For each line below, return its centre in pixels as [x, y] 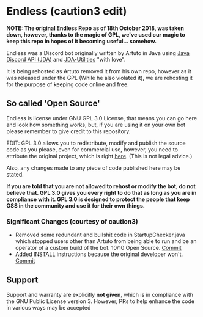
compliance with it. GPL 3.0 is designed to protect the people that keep [98, 199]
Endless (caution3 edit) [67, 11]
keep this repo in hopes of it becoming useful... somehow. [82, 41]
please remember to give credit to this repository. [68, 131]
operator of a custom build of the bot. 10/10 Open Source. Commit [98, 248]
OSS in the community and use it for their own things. [76, 205]
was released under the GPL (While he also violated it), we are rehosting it [99, 78]
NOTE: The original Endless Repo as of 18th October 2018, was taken [95, 28]
